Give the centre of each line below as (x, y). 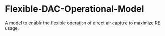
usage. (12, 28)
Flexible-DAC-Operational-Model (75, 9)
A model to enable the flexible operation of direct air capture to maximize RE (83, 23)
